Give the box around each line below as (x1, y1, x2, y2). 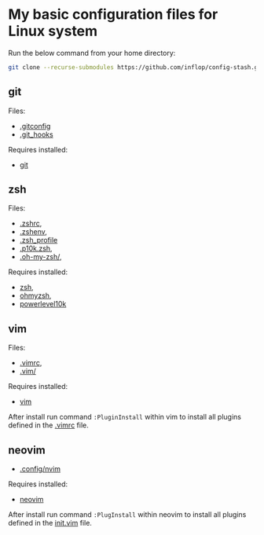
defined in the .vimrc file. (8, 420, 89, 430)
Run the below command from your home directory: (8, 48, 176, 57)
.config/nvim (19, 464, 61, 474)
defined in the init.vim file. (8, 519, 93, 528)
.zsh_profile (19, 236, 58, 245)
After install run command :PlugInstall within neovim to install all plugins (8, 510, 247, 519)
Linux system (8, 22, 98, 40)
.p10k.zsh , (19, 244, 53, 253)
